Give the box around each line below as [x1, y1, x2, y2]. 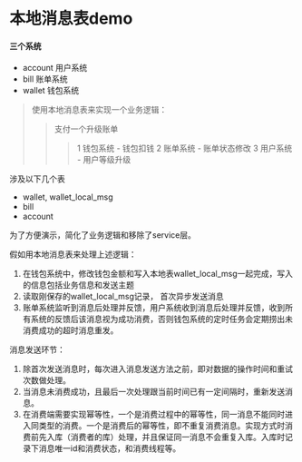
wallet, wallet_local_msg [22, 192, 113, 202]
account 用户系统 [22, 63, 88, 74]
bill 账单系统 [22, 74, 68, 84]
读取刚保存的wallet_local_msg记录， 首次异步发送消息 [22, 291, 224, 302]
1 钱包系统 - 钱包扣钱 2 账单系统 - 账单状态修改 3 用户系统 [76, 143, 293, 154]
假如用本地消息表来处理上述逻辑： [9, 249, 137, 260]
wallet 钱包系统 [22, 85, 80, 96]
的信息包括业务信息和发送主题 [22, 280, 134, 290]
